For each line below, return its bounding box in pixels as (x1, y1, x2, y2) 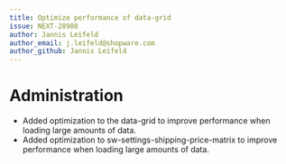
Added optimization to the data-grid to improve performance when (22, 115, 271, 126)
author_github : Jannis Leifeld (9, 47, 127, 56)
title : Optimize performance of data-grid (9, 13, 171, 23)
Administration (9, 86, 124, 106)
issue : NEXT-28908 (9, 22, 78, 31)
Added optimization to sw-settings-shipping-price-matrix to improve (22, 134, 278, 145)
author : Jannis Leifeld (9, 30, 99, 39)
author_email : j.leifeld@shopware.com (9, 38, 155, 48)
